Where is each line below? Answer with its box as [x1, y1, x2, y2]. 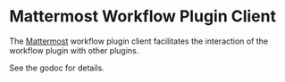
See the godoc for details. [9, 62, 105, 73]
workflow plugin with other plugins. [9, 45, 139, 55]
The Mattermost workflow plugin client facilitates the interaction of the [9, 36, 269, 46]
